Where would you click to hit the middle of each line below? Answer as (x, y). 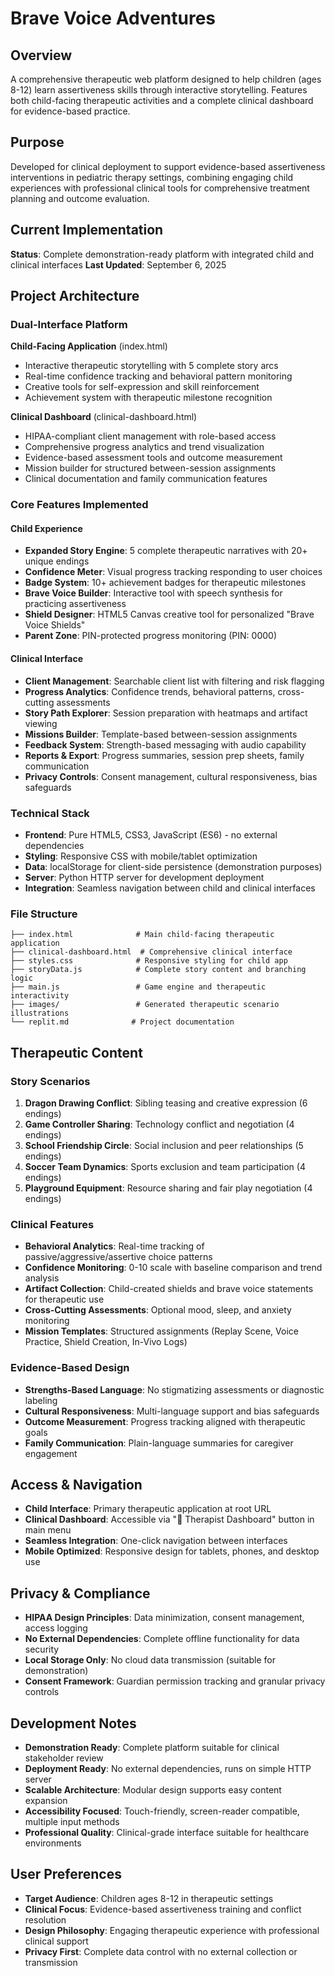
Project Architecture (75, 296)
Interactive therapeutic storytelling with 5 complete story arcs (151, 366)
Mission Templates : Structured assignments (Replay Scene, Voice (161, 1331)
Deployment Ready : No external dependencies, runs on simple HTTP (168, 1768)
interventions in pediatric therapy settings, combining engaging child (152, 177)
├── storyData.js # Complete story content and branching (158, 970)
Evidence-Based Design (70, 1368)
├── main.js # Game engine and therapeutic (138, 987)
